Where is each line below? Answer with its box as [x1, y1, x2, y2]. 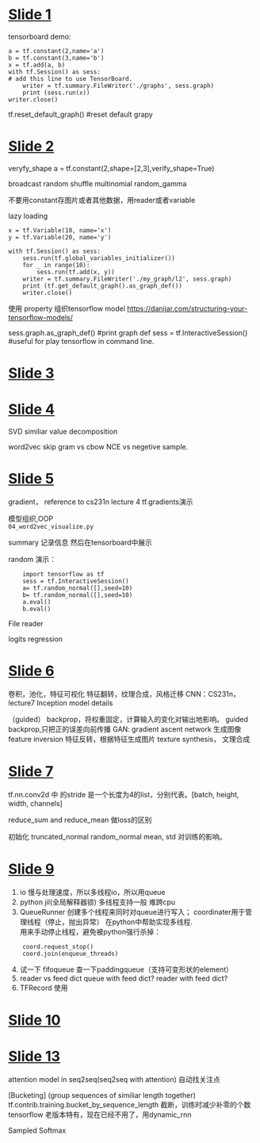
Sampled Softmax [8, 1126, 67, 1135]
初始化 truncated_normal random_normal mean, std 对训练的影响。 [8, 831, 227, 841]
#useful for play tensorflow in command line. [8, 336, 155, 346]
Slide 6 [8, 662, 55, 680]
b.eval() [22, 605, 52, 613]
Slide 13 [8, 1048, 61, 1065]
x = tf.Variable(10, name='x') [8, 226, 112, 235]
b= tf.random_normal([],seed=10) [22, 591, 133, 599]
